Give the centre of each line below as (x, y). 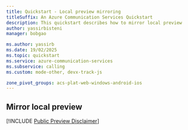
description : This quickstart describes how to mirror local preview (94, 23)
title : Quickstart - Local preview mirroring (63, 12)
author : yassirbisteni (34, 28)
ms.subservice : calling (36, 66)
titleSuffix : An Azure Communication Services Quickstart (79, 17)
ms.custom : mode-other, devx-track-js (54, 72)
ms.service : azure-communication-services (59, 61)
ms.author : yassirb (30, 45)
